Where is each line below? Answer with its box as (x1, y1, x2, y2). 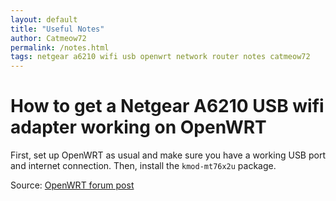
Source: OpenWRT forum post (10, 179, 135, 191)
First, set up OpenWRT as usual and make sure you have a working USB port (10, 149, 326, 161)
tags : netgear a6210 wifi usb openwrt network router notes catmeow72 (10, 52, 311, 62)
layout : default (10, 14, 78, 25)
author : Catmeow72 (10, 33, 87, 43)
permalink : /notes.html (10, 42, 110, 53)
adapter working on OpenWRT (10, 116, 267, 139)
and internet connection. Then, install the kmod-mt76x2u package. (10, 160, 277, 172)
